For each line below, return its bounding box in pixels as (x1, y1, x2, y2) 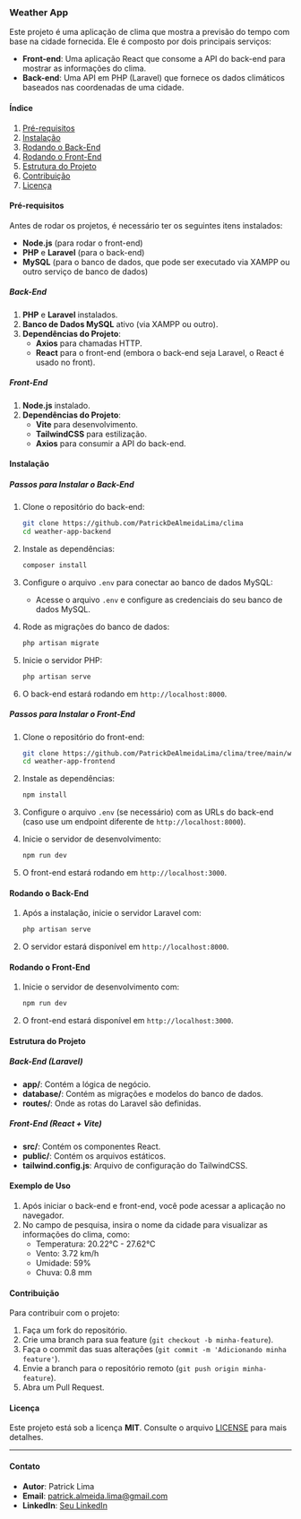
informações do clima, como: (21, 1229, 130, 1239)
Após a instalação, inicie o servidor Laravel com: (21, 908, 202, 919)
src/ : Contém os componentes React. (21, 1141, 161, 1152)
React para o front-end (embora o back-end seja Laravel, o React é (35, 347, 285, 358)
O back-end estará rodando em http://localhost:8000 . (21, 688, 228, 699)
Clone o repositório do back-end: (21, 502, 145, 513)
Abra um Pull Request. (21, 1382, 105, 1393)
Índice (9, 102, 33, 113)
